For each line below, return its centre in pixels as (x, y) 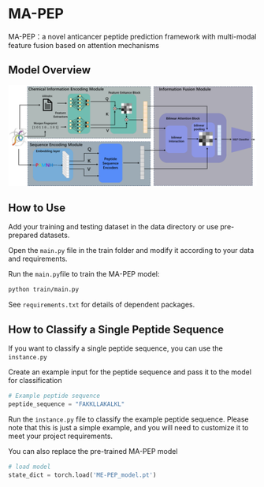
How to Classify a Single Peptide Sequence (116, 329)
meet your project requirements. (60, 436)
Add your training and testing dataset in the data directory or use (113, 227)
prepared (23, 235)
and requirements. (38, 259)
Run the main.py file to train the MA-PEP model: (84, 274)
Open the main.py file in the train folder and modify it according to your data (131, 251)
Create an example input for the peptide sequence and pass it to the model (130, 372)
